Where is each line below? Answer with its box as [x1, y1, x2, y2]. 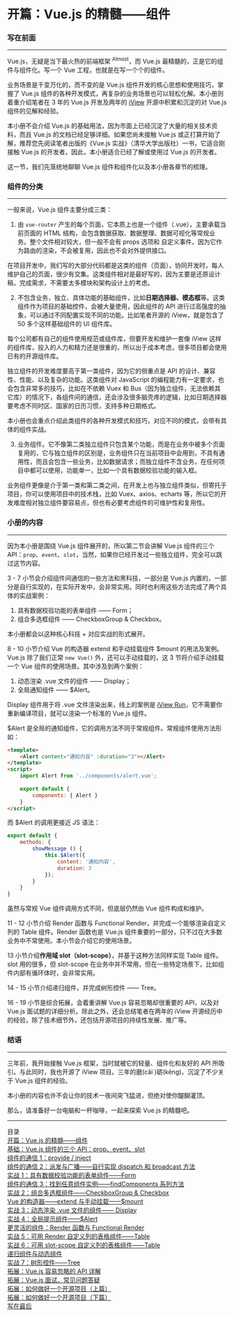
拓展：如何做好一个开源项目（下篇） [7, 1293, 111, 1302]
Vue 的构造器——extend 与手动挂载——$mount [7, 1197, 143, 1205]
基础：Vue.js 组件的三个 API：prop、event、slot [7, 1145, 145, 1153]
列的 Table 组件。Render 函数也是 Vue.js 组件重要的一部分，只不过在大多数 [7, 928, 223, 936]
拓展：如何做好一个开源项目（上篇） [7, 1284, 111, 1293]
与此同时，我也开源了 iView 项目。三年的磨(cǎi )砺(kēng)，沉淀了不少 [19, 1067, 218, 1076]
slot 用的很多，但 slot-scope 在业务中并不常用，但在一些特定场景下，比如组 [7, 960, 225, 969]
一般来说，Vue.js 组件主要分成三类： [7, 205, 113, 214]
